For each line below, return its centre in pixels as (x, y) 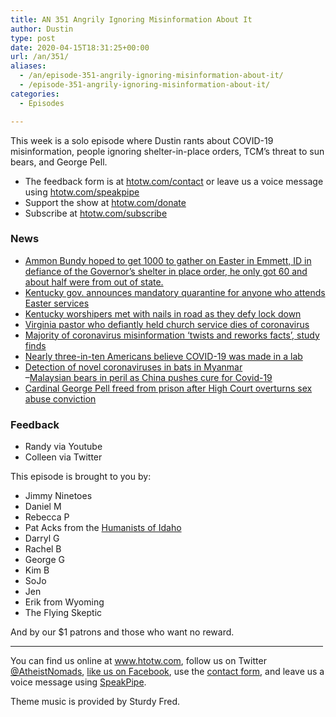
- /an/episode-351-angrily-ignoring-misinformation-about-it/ (151, 76)
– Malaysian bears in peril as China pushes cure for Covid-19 (148, 377)
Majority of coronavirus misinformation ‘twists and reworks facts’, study (172, 335)
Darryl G (42, 538)
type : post (33, 38)
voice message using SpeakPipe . (78, 682)
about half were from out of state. (94, 282)
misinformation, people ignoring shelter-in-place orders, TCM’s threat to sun (167, 151)
